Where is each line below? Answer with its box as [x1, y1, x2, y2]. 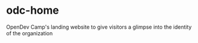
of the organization [6, 29, 53, 36]
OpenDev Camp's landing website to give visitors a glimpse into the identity [6, 23, 192, 30]
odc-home [6, 4, 60, 17]
